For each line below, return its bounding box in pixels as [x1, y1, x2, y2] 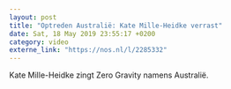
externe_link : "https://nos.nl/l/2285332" [9, 46, 168, 55]
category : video [9, 37, 69, 47]
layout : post [9, 12, 57, 22]
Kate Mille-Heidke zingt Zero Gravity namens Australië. [9, 70, 209, 80]
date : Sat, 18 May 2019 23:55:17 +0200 [9, 29, 156, 38]
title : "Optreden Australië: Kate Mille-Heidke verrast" [9, 21, 223, 30]
